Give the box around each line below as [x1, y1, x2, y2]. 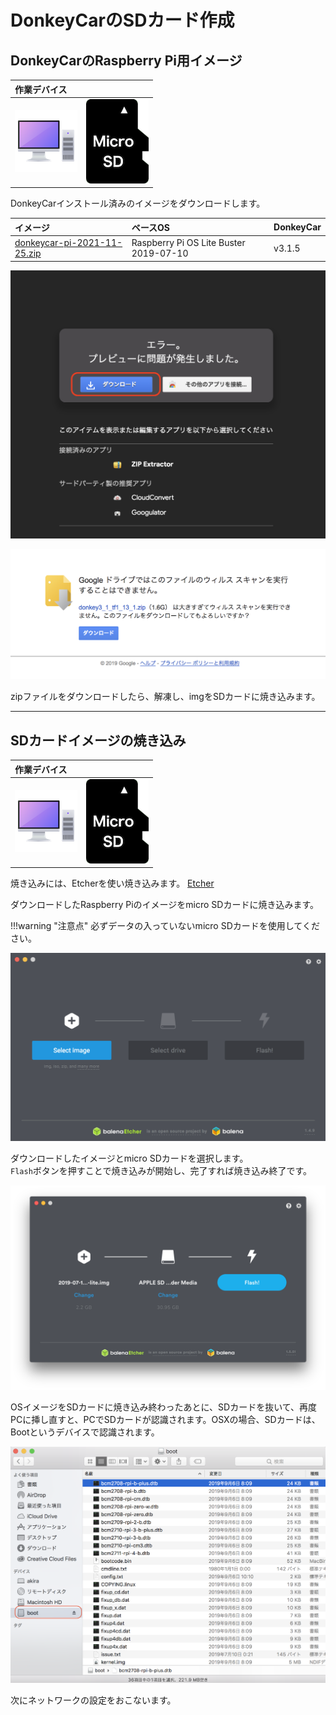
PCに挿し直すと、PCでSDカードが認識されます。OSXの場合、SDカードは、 [10, 1413, 321, 1425]
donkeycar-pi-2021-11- [14, 237, 123, 248]
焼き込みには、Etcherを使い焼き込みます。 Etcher [10, 877, 215, 890]
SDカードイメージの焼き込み [10, 732, 187, 749]
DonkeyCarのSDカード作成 [10, 9, 235, 32]
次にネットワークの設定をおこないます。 [10, 1694, 177, 1706]
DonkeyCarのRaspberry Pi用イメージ [10, 52, 243, 69]
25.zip [14, 247, 42, 259]
